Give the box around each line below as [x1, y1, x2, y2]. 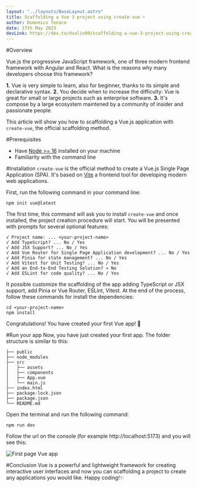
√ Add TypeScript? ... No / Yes [6, 239, 85, 246]
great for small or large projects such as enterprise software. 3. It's [6, 95, 168, 102]
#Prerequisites [6, 136, 42, 143]
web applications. [6, 178, 49, 185]
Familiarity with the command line [14, 154, 96, 161]
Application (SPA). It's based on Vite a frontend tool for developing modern [6, 171, 187, 178]
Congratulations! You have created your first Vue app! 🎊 [6, 320, 141, 327]
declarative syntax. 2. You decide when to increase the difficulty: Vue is [6, 88, 180, 95]
